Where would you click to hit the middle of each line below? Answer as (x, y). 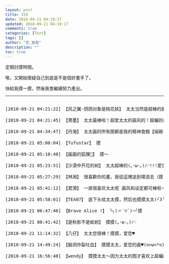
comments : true (21, 29)
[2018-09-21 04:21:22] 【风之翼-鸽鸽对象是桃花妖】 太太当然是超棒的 (83, 109)
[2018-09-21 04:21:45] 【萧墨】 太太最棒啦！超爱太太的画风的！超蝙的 (84, 120)
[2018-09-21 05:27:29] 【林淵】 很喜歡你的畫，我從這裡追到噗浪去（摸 (84, 177)
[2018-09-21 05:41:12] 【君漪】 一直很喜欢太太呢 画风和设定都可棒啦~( (86, 188)
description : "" (22, 47)
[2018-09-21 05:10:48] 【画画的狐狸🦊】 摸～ (57, 154)
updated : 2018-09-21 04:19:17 (37, 24)
